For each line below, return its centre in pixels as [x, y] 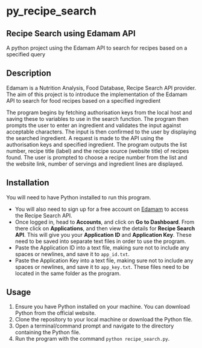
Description [29, 73]
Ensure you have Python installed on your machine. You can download [102, 307]
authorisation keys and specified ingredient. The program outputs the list [97, 144]
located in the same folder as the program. [68, 273]
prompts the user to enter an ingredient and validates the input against [94, 125]
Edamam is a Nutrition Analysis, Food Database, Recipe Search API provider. [101, 88]
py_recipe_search [51, 11]
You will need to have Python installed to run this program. [79, 197]
